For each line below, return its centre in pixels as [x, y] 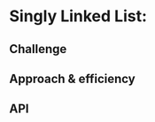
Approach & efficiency [72, 78]
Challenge [38, 49]
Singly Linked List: [78, 16]
